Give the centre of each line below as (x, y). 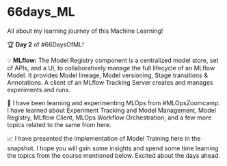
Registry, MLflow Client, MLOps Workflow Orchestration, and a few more (109, 117)
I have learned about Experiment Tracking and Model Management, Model (112, 110)
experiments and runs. (39, 89)
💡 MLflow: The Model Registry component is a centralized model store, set (113, 60)
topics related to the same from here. (59, 124)
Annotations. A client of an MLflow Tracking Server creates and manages (110, 82)
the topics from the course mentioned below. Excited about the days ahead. (114, 155)
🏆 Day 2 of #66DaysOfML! (45, 44)
